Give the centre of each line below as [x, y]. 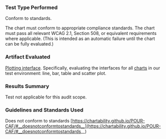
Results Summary [27, 86]
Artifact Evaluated [28, 57]
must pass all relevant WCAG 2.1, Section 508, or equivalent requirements [81, 33]
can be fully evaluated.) [29, 44]
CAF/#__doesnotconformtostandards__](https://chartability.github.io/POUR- [83, 126]
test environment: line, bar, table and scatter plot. [56, 73]
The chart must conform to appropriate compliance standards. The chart [80, 28]
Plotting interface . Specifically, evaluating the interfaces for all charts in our [83, 68]
